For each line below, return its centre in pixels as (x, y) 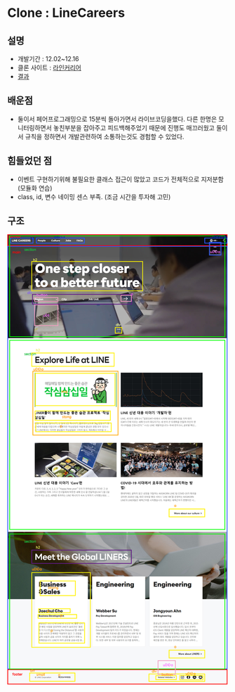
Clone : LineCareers (66, 13)
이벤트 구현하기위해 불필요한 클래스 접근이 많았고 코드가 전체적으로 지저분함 (121, 179)
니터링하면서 (35, 127)
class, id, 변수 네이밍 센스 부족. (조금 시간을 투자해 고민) (94, 197)
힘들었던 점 (30, 161)
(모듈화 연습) (35, 188)
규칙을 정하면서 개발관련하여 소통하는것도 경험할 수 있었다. (105, 136)
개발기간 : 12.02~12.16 (48, 59)
